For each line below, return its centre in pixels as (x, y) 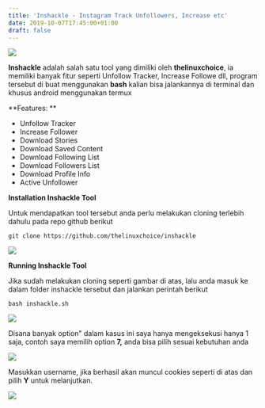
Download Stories (49, 140)
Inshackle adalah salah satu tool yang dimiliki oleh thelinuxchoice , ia (121, 67)
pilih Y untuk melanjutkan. (51, 380)
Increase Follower (49, 132)
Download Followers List (60, 166)
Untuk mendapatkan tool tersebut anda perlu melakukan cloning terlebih (126, 213)
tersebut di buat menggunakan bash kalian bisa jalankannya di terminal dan (131, 85)
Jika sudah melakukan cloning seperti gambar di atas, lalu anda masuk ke (128, 281)
